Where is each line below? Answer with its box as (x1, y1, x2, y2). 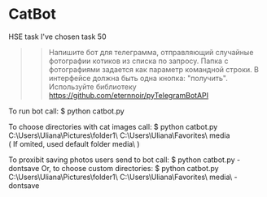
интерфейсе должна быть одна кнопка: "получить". (48, 73, 228, 83)
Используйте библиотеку (48, 82, 137, 92)
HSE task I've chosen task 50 (8, 32, 107, 41)
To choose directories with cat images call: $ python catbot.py (8, 122, 218, 131)
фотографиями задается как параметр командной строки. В (48, 64, 259, 74)
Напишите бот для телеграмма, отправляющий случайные (48, 47, 254, 57)
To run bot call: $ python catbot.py (8, 106, 125, 116)
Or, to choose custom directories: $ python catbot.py (41, 163, 219, 173)
